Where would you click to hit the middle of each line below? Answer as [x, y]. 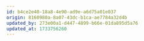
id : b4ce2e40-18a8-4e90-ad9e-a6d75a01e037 [61, 12]
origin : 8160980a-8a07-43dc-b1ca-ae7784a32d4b [67, 17]
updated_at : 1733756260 [37, 29]
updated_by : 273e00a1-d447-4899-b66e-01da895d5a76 [72, 23]
